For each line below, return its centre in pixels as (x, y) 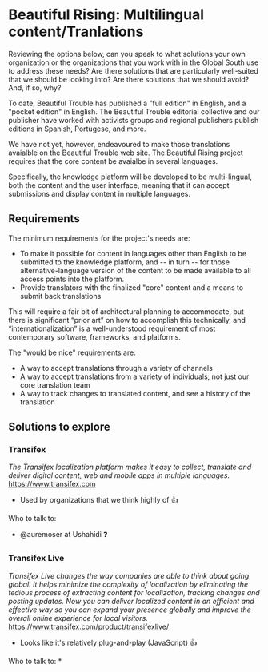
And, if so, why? (35, 87)
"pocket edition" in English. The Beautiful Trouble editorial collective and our (134, 111)
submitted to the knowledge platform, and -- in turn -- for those (125, 262)
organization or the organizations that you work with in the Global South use (134, 62)
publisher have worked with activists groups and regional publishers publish (134, 120)
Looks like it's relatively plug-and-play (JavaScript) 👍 (108, 642)
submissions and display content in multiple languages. (99, 193)
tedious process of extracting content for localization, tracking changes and (134, 592)
